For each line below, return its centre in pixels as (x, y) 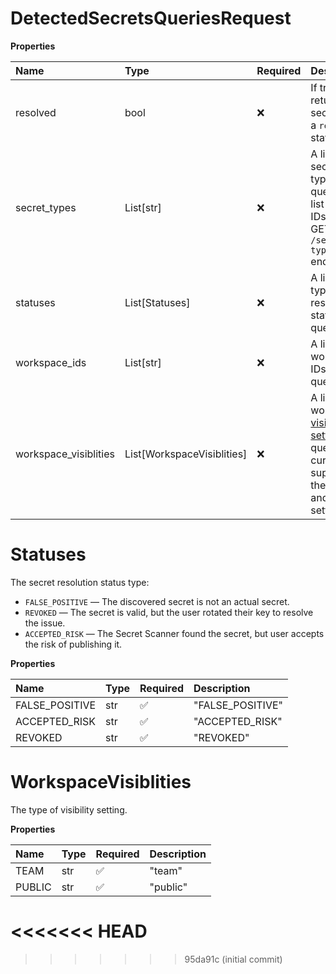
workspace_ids (51, 362)
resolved (36, 112)
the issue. (45, 623)
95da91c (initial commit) (233, 959)
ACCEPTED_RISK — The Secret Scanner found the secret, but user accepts (174, 633)
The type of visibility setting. (69, 809)
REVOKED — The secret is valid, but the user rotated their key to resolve (169, 612)
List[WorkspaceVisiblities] (186, 454)
